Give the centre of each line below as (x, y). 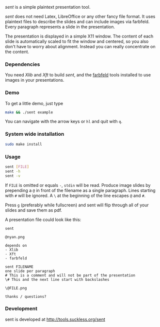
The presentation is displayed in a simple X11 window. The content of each (79, 36)
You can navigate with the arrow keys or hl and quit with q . (64, 122)
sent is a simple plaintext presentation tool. (48, 7)
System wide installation (35, 134)
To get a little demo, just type (34, 103)
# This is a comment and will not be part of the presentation (70, 275)
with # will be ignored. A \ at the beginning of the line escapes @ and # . (75, 195)
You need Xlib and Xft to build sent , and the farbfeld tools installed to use (78, 75)
